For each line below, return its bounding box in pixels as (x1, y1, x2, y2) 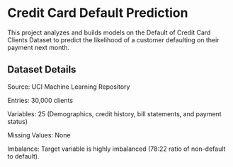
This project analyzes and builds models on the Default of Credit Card (7, 28, 211, 37)
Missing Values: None (7, 130, 71, 139)
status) (7, 117, 28, 125)
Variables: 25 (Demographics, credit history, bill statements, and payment (7, 109, 222, 118)
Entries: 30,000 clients (7, 96, 73, 104)
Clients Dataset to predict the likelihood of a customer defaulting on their (7, 35, 220, 44)
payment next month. (7, 43, 69, 51)
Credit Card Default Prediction (7, 5, 188, 21)
